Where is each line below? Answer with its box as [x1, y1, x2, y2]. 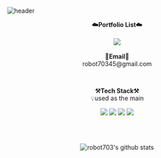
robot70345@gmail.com [82, 60, 152, 68]
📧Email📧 [105, 52, 130, 61]
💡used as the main [90, 94, 144, 102]
